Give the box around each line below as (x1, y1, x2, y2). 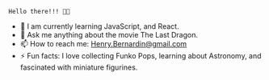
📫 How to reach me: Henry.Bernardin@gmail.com (19, 39, 187, 48)
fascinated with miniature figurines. (19, 62, 138, 72)
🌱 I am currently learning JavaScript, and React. (19, 22, 179, 31)
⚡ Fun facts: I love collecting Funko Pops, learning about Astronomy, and (19, 51, 262, 60)
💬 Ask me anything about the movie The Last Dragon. (19, 30, 198, 39)
